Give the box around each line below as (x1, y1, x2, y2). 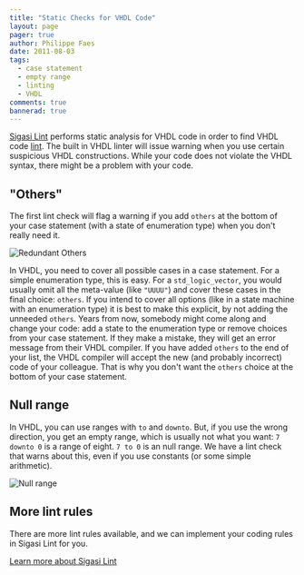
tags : (9, 55, 30, 64)
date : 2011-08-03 (9, 47, 75, 56)
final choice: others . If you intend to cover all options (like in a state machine (9, 294, 295, 305)
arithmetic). (9, 460, 53, 471)
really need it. (9, 230, 61, 241)
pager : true (9, 30, 54, 39)
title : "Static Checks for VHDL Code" (9, 13, 156, 23)
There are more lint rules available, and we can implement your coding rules (9, 528, 293, 539)
